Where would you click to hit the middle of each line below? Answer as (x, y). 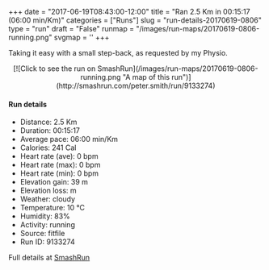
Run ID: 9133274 (47, 242)
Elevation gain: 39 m (54, 182)
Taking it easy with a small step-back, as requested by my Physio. (118, 53)
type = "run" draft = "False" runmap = (71, 29)
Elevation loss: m (48, 191)
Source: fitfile (42, 234)
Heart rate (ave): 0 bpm (59, 156)
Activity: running (47, 225)
